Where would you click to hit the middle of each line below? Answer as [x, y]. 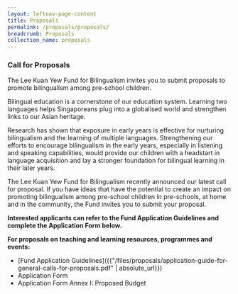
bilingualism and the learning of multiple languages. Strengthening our [110, 138]
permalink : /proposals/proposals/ [59, 27]
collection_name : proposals [49, 40]
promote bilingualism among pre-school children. [79, 88]
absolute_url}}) [141, 268]
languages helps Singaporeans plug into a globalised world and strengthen [117, 109]
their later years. [31, 168]
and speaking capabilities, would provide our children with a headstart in [114, 153]
